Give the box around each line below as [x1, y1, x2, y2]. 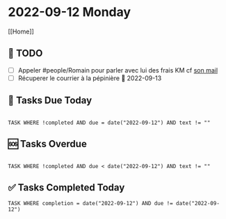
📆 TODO [8, 47, 43, 59]
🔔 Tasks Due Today [8, 95, 92, 107]
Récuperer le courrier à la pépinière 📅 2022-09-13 [17, 74, 162, 82]
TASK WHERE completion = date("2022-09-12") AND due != [8, 200, 173, 207]
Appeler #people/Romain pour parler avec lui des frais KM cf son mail [17, 66, 218, 74]
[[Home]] [8, 27, 34, 36]
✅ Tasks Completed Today [8, 181, 125, 193]
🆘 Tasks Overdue [8, 138, 88, 150]
